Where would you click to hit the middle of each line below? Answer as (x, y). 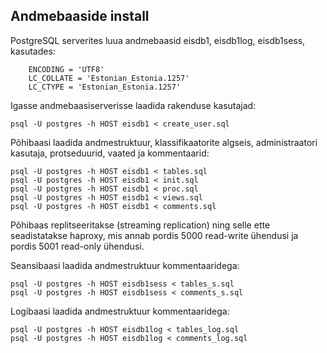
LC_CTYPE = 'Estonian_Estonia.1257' (105, 87)
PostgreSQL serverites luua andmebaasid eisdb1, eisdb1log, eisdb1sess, (158, 40)
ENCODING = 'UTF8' (66, 69)
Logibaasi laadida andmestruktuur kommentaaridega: (120, 311)
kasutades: (33, 51)
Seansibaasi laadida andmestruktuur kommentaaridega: (125, 265)
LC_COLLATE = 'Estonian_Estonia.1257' (109, 78)
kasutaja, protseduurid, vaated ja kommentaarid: (110, 153)
